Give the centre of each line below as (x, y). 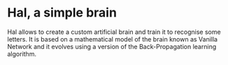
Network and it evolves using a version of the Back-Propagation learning (112, 46)
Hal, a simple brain (62, 13)
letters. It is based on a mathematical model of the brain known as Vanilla (113, 39)
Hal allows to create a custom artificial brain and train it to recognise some (114, 32)
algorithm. (22, 54)
